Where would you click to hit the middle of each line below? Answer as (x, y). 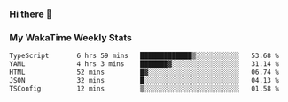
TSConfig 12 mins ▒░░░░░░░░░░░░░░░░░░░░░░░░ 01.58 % (144, 88)
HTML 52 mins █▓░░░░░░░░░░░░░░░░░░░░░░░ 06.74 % (144, 72)
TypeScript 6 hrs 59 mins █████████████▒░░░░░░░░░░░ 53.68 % (144, 56)
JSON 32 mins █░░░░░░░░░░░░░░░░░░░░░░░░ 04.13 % (144, 80)
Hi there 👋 (31, 14)
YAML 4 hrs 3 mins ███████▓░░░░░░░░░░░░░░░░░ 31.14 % (144, 64)
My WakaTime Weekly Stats (71, 37)
